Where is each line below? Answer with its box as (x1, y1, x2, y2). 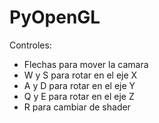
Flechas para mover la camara (23, 58, 149, 70)
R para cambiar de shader (23, 101, 131, 113)
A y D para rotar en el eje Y (23, 79, 136, 91)
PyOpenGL (9, 6, 101, 29)
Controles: (9, 39, 52, 51)
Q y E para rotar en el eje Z (23, 90, 135, 102)
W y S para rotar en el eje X (23, 69, 138, 81)
